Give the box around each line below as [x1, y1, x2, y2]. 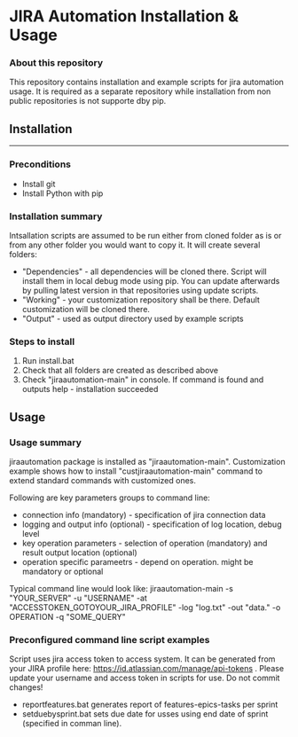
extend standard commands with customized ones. [9, 474, 197, 485]
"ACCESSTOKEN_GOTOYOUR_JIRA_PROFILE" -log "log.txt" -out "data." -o [9, 601, 281, 613]
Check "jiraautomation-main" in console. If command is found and [21, 374, 264, 385]
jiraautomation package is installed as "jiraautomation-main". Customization [9, 456, 286, 467]
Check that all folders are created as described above [21, 365, 219, 376]
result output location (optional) [21, 547, 137, 558]
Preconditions [9, 158, 72, 170]
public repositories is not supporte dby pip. [9, 96, 167, 106]
